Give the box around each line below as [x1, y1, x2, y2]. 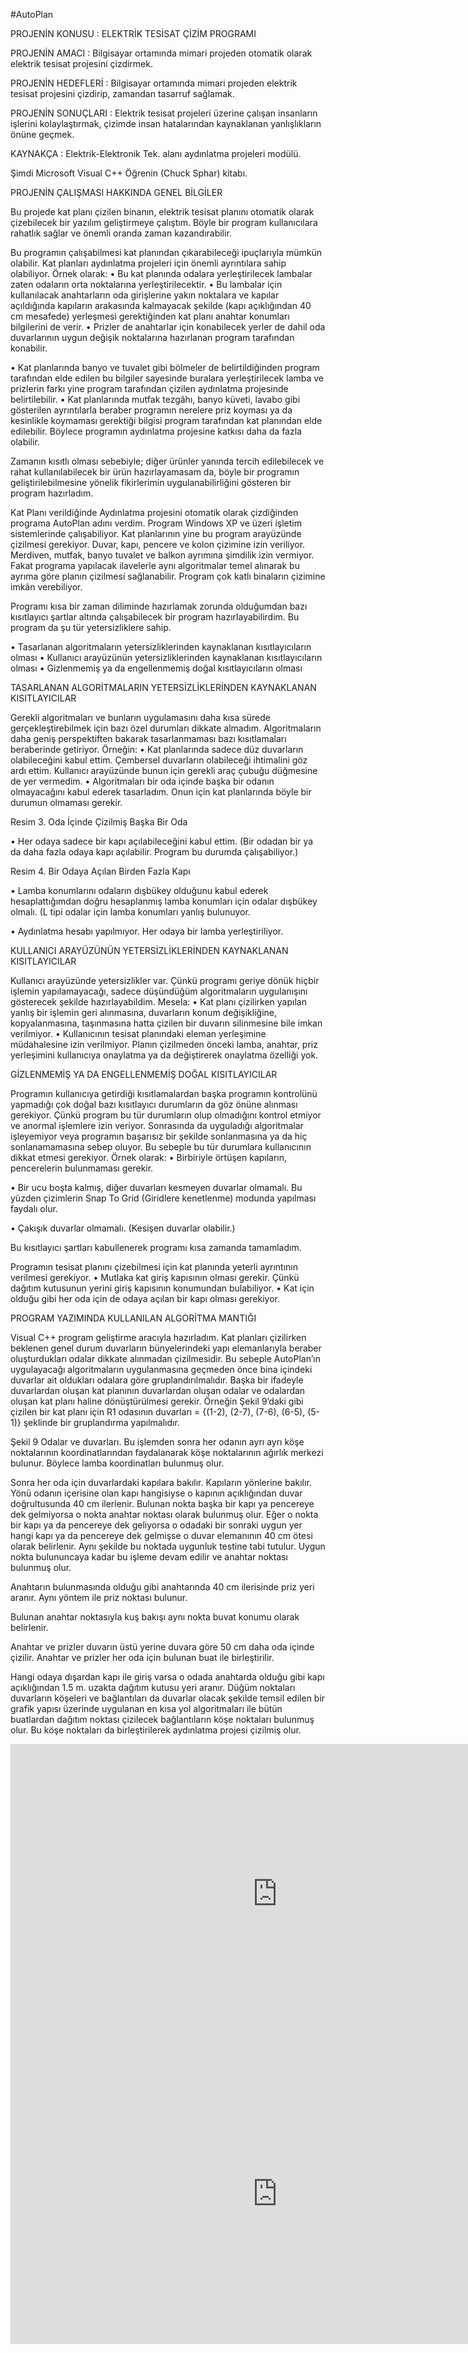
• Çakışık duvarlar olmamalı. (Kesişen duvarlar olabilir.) [10, 1222, 236, 1234]
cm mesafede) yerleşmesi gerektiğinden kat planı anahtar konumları [10, 310, 290, 322]
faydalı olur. [10, 1203, 58, 1214]
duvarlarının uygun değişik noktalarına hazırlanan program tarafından [10, 332, 295, 343]
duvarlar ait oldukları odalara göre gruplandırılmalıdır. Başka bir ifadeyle [10, 1374, 304, 1386]
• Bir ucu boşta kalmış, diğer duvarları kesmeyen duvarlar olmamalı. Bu [10, 1182, 303, 1193]
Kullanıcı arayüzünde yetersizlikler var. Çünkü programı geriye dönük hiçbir [10, 975, 320, 986]
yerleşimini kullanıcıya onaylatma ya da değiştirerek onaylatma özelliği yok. [10, 1049, 319, 1061]
